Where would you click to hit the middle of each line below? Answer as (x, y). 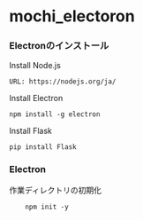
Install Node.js (35, 66)
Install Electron (36, 98)
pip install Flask (43, 147)
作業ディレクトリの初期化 (56, 190)
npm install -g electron (55, 114)
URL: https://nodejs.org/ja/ (63, 82)
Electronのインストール (59, 46)
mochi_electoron (72, 16)
